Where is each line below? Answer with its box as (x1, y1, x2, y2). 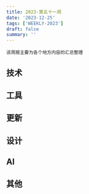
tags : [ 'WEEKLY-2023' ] (6, 20, 64, 26)
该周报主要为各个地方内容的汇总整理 (6, 49, 84, 56)
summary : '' (6, 32, 36, 38)
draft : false (6, 26, 39, 32)
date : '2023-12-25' (6, 15, 56, 21)
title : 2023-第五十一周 (6, 9, 62, 15)
